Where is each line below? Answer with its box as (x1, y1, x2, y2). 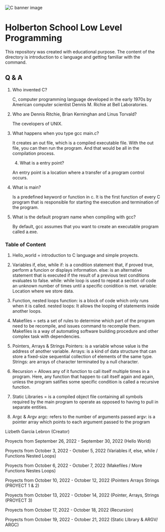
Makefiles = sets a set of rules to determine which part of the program (12, 318, 155, 324)
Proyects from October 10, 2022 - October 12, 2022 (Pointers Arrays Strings (5, 477, 160, 484)
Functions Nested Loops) (5, 453, 57, 459)
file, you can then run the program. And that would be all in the (12, 145, 139, 151)
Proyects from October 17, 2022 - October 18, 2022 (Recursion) (5, 507, 134, 513)
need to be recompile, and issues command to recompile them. (12, 323, 141, 329)
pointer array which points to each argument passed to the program (12, 419, 150, 425)
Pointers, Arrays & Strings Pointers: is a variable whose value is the (12, 343, 149, 349)
